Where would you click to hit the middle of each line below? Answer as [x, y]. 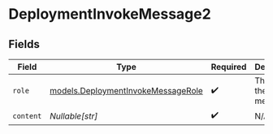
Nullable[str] [74, 116]
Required [229, 67]
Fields [24, 44]
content [27, 116]
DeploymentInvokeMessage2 [110, 14]
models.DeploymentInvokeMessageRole [126, 91]
